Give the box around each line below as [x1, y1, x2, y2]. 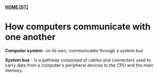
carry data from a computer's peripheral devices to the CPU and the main [5, 62, 154, 68]
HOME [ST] [5, 4, 28, 10]
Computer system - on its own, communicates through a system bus [5, 47, 143, 53]
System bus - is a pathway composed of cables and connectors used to [5, 57, 151, 63]
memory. [5, 67, 23, 73]
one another [5, 32, 56, 43]
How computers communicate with [5, 21, 151, 32]
